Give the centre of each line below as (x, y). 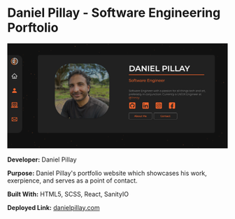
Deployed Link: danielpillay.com (54, 207)
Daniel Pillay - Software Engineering (114, 13)
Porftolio (33, 28)
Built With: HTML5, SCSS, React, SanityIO (68, 194)
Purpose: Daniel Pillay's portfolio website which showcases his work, (107, 173)
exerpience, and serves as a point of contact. (72, 181)
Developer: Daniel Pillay (42, 160)
